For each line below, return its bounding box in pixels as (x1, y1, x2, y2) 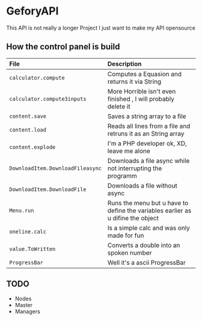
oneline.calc (9, 228, 47, 235)
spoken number (107, 249, 152, 257)
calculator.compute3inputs (9, 95, 87, 102)
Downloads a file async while (107, 156, 190, 165)
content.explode (9, 144, 56, 150)
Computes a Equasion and (107, 69, 182, 78)
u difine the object (107, 214, 159, 222)
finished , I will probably (107, 95, 175, 103)
